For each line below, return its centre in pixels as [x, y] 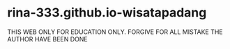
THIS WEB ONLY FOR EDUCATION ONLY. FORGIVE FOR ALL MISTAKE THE [115, 32]
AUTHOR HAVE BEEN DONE [48, 39]
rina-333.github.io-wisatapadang [107, 13]
